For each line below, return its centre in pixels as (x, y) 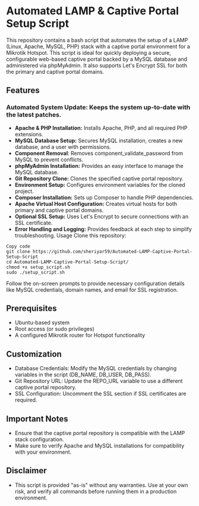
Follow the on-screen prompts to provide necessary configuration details (96, 283)
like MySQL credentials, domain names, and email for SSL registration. (92, 289)
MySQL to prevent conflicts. (49, 160)
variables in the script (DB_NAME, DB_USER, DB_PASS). (83, 375)
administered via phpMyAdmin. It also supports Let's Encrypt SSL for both (97, 65)
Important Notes (37, 419)
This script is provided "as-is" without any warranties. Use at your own (101, 485)
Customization (34, 354)
